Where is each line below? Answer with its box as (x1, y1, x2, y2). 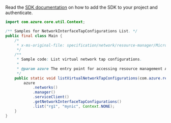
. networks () (32, 85, 58, 90)
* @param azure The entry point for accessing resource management (16, 66, 163, 71)
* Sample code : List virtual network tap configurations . (16, 57, 142, 62)
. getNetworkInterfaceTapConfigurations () (32, 99, 122, 104)
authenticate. (5, 10, 33, 16)
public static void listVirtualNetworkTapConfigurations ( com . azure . (14, 75, 163, 80)
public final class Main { (5, 33, 63, 38)
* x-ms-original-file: (16, 43, 65, 48)
